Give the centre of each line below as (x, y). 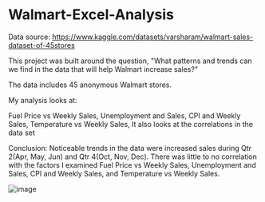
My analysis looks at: (43, 100)
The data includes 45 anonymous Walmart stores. (90, 85)
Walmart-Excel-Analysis (91, 15)
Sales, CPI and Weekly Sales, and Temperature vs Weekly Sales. (114, 173)
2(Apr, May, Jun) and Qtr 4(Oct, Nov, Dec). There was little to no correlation (133, 156)
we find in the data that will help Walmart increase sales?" (103, 69)
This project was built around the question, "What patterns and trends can (131, 61)
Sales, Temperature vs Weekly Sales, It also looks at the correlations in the (131, 124)
